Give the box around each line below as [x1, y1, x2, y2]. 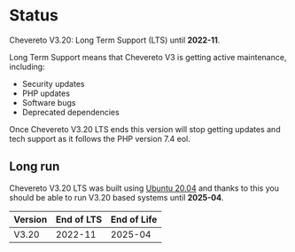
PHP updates [21, 88, 71, 98]
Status [9, 5, 59, 26]
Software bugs [21, 97, 76, 107]
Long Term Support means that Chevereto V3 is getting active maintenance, [9, 51, 287, 62]
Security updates [21, 78, 85, 89]
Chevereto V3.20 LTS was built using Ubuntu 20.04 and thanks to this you [9, 183, 279, 193]
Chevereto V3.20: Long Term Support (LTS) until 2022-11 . [9, 35, 221, 45]
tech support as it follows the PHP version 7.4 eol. [9, 133, 190, 144]
